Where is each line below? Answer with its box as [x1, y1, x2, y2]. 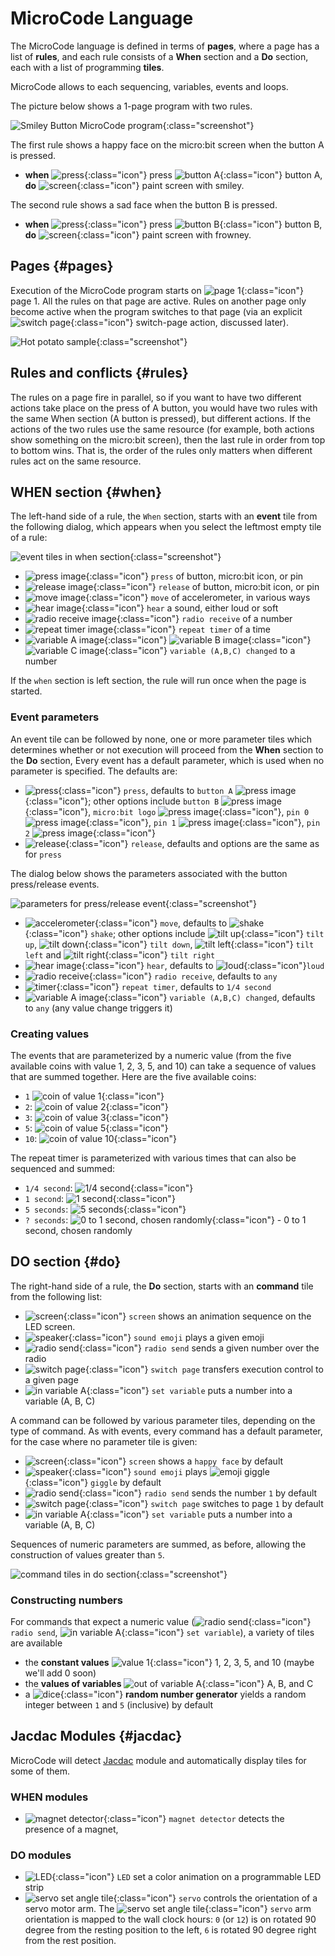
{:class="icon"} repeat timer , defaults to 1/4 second [56, 980, 272, 992]
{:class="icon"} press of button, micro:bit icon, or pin [85, 570, 304, 582]
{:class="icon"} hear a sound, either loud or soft [81, 602, 279, 614]
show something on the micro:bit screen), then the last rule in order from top [10, 433, 326, 446]
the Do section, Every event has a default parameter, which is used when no [10, 754, 325, 766]
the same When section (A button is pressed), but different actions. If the [10, 412, 312, 424]
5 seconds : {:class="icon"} [24, 1203, 187, 1215]
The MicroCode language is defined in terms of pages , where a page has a [10, 40, 320, 52]
